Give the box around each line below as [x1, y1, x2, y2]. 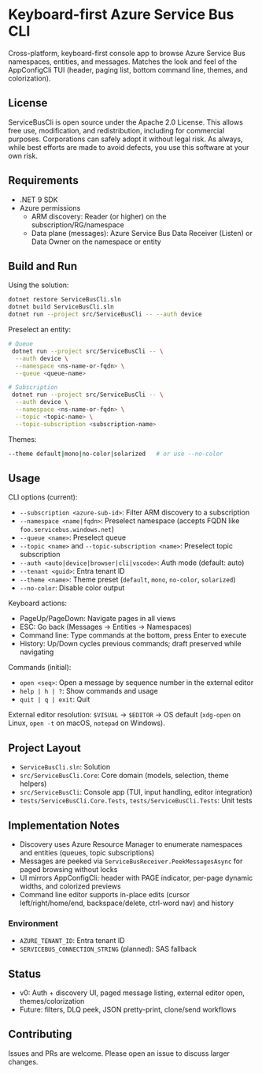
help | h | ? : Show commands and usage [19, 687, 159, 696]
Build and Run [8, 259, 77, 273]
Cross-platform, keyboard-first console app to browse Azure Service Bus [8, 48, 245, 58]
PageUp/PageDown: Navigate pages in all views [19, 614, 176, 623]
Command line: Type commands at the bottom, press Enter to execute [19, 631, 247, 640]
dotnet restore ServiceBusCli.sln [8, 296, 122, 304]
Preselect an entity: [8, 325, 71, 334]
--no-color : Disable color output [19, 583, 125, 593]
